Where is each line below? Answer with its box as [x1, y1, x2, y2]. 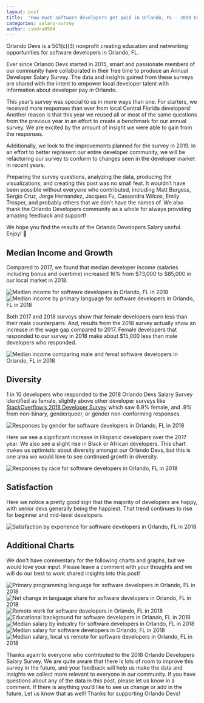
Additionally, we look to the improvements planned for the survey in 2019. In [6, 142, 196, 149]
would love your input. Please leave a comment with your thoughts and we [6, 563, 192, 570]
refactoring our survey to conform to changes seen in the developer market [6, 155, 195, 163]
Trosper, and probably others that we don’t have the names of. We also [6, 199, 184, 206]
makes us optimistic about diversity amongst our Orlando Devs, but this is [6, 446, 191, 454]
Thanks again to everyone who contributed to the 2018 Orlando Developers [6, 651, 195, 658]
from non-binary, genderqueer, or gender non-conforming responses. [6, 410, 181, 417]
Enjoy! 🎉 [6, 230, 27, 237]
